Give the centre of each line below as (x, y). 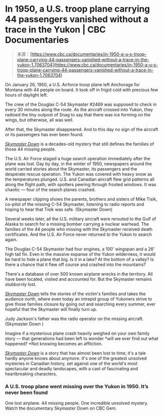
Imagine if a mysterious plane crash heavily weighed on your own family (77, 333)
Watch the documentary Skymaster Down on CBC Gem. (61, 408)
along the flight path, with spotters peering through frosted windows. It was (81, 184)
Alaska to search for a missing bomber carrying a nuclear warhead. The (77, 224)
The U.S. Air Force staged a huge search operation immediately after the (78, 158)
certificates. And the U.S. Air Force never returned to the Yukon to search (79, 234)
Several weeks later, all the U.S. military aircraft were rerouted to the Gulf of (81, 219)
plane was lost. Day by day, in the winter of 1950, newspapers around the (79, 164)
